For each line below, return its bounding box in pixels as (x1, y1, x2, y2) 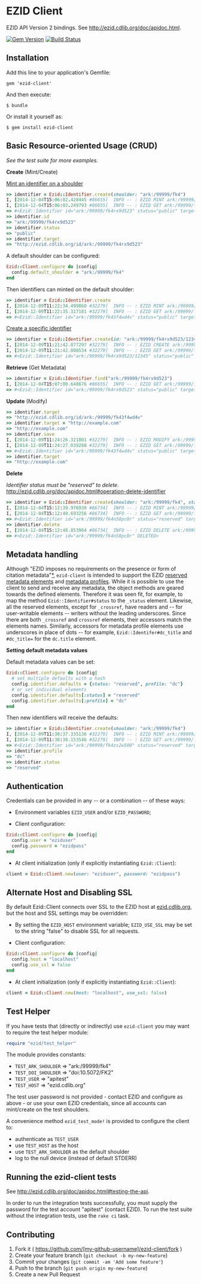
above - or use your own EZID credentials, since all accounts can (6, 1100, 166, 1107)
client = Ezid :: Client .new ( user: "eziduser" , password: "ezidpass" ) (6, 871, 181, 877)
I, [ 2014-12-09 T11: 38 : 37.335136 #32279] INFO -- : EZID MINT (6, 731, 165, 737)
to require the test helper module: (6, 1029, 89, 1036)
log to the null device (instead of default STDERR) (14, 1155, 138, 1162)
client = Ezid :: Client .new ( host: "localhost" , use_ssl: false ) (6, 990, 167, 996)
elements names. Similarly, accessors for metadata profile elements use (6, 622, 184, 629)
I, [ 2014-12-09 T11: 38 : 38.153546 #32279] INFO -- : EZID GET (6, 737, 162, 743)
